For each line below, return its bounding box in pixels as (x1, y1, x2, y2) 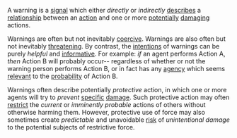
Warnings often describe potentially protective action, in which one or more (7, 86, 227, 94)
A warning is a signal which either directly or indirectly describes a (7, 6, 202, 14)
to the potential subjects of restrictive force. (7, 123, 135, 131)
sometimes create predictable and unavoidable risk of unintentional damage (7, 115, 230, 124)
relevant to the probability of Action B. (7, 72, 118, 80)
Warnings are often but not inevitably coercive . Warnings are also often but (7, 34, 226, 43)
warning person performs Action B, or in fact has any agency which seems (7, 65, 225, 73)
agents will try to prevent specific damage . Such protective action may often (7, 93, 230, 101)
